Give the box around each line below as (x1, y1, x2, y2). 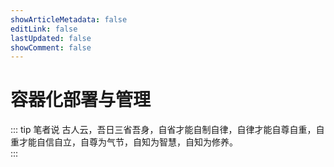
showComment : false (10, 42, 92, 53)
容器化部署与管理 (10, 89, 152, 111)
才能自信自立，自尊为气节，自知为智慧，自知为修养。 (18, 136, 238, 148)
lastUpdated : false (10, 33, 92, 43)
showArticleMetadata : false (10, 14, 128, 25)
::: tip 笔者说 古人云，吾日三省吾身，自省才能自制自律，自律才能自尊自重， (10, 124, 317, 136)
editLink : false (10, 24, 78, 34)
